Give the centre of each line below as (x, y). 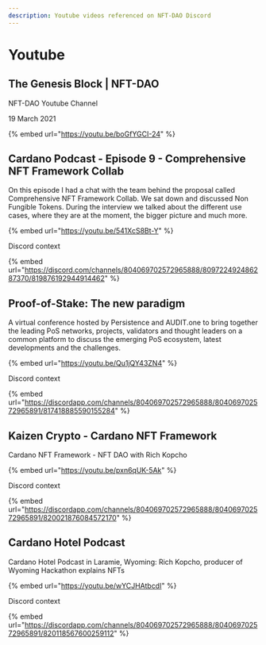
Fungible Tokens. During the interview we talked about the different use (125, 207)
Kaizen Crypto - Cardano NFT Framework (113, 436)
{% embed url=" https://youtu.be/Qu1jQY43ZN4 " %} (93, 363)
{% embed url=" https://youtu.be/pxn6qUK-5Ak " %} (93, 470)
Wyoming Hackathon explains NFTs (67, 570)
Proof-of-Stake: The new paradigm (96, 303)
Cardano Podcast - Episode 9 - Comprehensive (127, 159)
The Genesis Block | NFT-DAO (84, 84)
